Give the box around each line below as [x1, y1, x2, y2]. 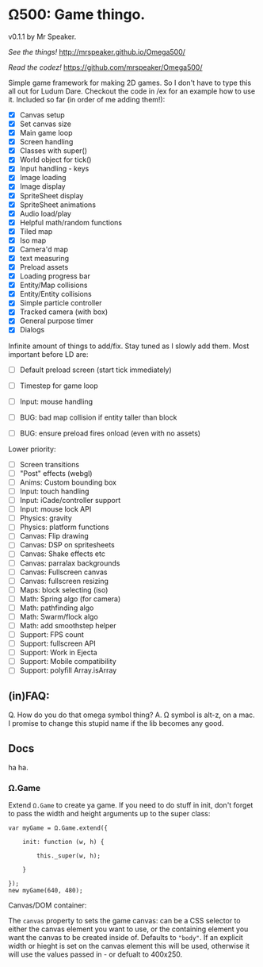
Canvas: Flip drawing [19, 531, 89, 541]
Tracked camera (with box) [19, 307, 109, 317]
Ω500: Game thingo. [8, 6, 146, 24]
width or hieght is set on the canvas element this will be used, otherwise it [8, 942, 250, 951]
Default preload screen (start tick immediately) [19, 365, 172, 374]
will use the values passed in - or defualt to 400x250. [8, 950, 183, 959]
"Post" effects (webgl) [19, 468, 93, 478]
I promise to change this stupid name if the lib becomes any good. [8, 719, 224, 728]
